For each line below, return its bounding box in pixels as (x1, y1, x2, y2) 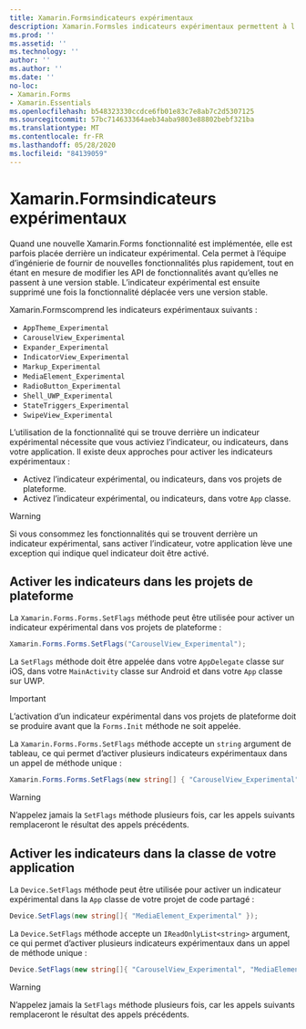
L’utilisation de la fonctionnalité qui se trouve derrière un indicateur (9, 426, 260, 438)
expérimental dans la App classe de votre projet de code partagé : (9, 893, 255, 904)
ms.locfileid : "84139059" (9, 149, 107, 158)
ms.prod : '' (9, 30, 55, 39)
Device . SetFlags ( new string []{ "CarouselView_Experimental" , (9, 964, 247, 974)
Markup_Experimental (22, 362, 101, 371)
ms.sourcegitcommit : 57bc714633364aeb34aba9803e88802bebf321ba (9, 115, 255, 124)
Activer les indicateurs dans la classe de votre (9, 846, 277, 861)
